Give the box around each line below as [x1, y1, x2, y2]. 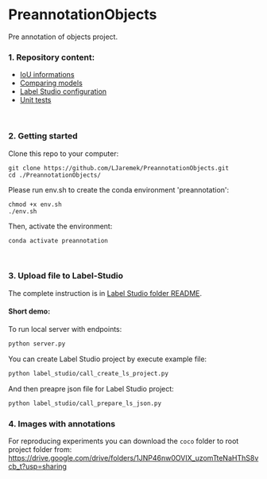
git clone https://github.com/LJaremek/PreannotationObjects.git [8, 164, 229, 172]
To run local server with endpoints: [8, 325, 122, 334]
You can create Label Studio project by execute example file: [8, 354, 207, 364]
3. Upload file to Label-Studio [8, 271, 124, 282]
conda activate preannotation [8, 236, 109, 244]
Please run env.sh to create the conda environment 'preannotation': [8, 185, 230, 194]
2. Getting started [8, 130, 78, 142]
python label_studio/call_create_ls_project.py [8, 369, 169, 377]
